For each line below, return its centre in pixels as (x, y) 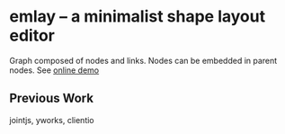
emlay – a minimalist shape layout (138, 17)
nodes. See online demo (54, 70)
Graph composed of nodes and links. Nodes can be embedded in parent (143, 60)
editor (32, 36)
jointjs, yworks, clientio (52, 120)
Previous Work (52, 98)
